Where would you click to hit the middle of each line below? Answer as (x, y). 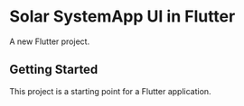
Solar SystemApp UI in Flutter (122, 17)
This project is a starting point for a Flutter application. (110, 91)
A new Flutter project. (50, 41)
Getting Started (54, 70)
